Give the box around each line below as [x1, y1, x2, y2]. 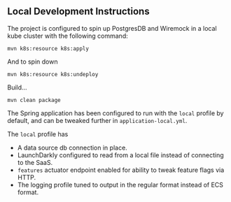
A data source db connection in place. [17, 143, 127, 152]
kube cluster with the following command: [7, 31, 128, 40]
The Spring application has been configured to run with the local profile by [7, 108, 224, 117]
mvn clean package [7, 96, 61, 103]
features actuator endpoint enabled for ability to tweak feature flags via [17, 166, 225, 174]
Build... [7, 83, 27, 92]
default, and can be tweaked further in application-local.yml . [7, 116, 188, 124]
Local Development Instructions [7, 6, 150, 17]
